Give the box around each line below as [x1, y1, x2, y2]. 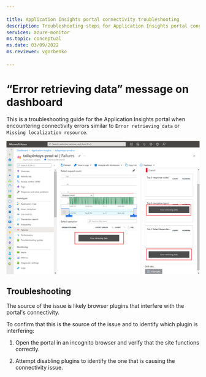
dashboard [6, 95, 63, 109]
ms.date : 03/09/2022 [6, 42, 59, 48]
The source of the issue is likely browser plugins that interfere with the [6, 302, 185, 310]
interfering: [6, 327, 35, 335]
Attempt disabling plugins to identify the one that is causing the [15, 357, 175, 365]
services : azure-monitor [6, 29, 70, 35]
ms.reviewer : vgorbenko [6, 49, 67, 55]
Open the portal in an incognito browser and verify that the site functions [15, 339, 199, 346]
